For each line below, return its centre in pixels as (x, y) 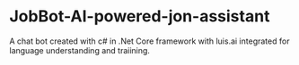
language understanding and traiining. (80, 50)
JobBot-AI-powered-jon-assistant (140, 16)
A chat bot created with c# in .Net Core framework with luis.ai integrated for (149, 41)
